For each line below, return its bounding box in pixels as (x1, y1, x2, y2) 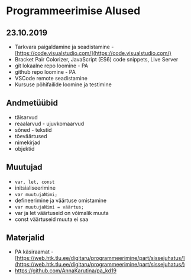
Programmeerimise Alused (6, 4, 141, 18)
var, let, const (14, 179, 55, 185)
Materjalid (6, 233, 45, 243)
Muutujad (6, 162, 43, 172)
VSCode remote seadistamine (14, 75, 88, 82)
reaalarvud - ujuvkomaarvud (14, 120, 85, 127)
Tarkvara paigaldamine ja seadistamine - (14, 43, 114, 50)
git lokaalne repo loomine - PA (14, 62, 89, 69)
